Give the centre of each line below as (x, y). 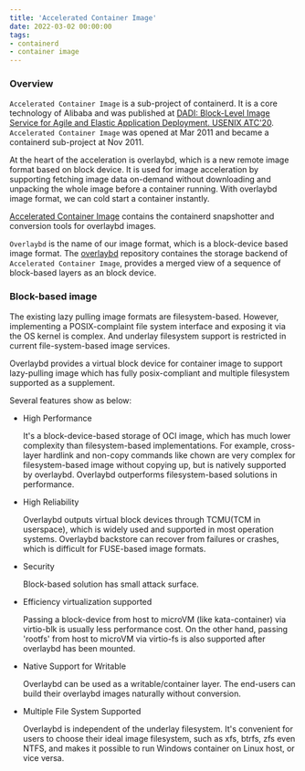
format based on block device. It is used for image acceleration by (134, 170)
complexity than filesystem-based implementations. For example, (146, 445)
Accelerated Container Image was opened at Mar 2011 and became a (139, 132)
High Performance (58, 418)
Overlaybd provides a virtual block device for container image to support (146, 363)
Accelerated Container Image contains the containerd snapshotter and (142, 216)
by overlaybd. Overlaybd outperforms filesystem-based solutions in (150, 474)
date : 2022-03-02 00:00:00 (61, 26)
